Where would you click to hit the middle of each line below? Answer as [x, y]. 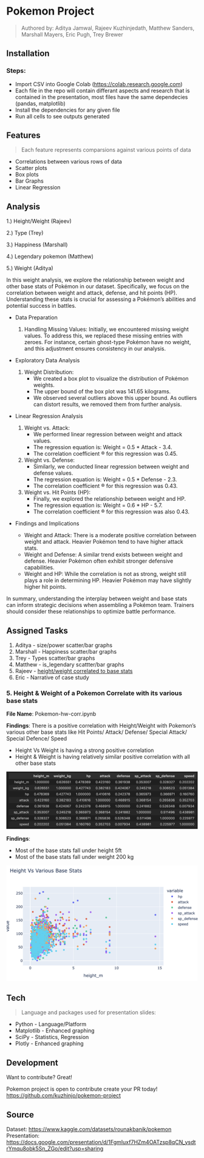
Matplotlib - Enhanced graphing [55, 1031]
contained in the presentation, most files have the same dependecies [101, 97]
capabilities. [39, 567]
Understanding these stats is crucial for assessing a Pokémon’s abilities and [101, 299]
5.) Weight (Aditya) [30, 268]
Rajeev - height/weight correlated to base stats [74, 671]
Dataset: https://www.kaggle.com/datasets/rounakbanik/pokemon [89, 1129]
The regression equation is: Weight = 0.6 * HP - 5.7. [98, 506]
